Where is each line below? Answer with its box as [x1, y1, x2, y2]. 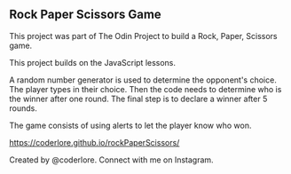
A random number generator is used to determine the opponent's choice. [9, 75, 277, 85]
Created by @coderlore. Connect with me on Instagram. [9, 154, 215, 165]
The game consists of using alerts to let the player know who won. [9, 120, 252, 130]
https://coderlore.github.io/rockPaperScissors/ [9, 137, 180, 147]
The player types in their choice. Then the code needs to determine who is [9, 83, 282, 94]
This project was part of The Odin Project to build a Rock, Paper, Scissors [9, 30, 278, 41]
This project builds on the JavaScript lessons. [9, 57, 176, 67]
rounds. [9, 102, 37, 114]
